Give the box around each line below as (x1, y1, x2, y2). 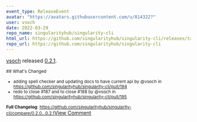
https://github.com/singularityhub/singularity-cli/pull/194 (13, 83, 127, 89)
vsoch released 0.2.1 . (6, 57, 57, 64)
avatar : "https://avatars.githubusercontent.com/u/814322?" (6, 14, 157, 20)
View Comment (54, 109, 91, 116)
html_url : (6, 36, 30, 41)
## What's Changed (6, 68, 47, 74)
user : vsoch (6, 19, 35, 25)
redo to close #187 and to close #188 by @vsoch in (13, 89, 116, 95)
